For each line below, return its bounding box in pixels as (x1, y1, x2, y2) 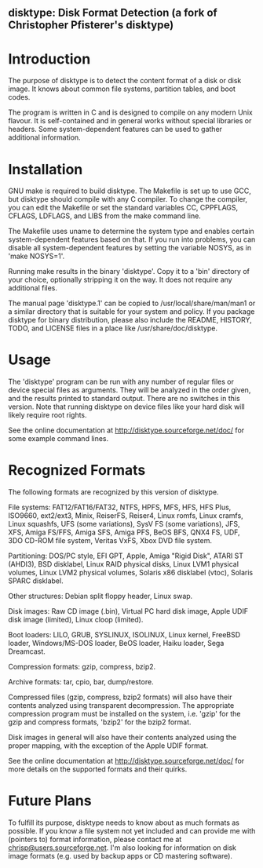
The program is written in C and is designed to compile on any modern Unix (8, 108, 253, 117)
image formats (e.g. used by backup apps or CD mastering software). (8, 852, 233, 861)
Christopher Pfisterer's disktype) (8, 19, 174, 32)
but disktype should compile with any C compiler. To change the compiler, (8, 195, 248, 204)
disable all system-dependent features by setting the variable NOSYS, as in (8, 243, 252, 253)
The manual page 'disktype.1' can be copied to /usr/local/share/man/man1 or (8, 298, 256, 308)
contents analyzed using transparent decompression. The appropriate (8, 701, 235, 710)
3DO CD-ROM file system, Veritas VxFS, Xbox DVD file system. (8, 536, 213, 545)
